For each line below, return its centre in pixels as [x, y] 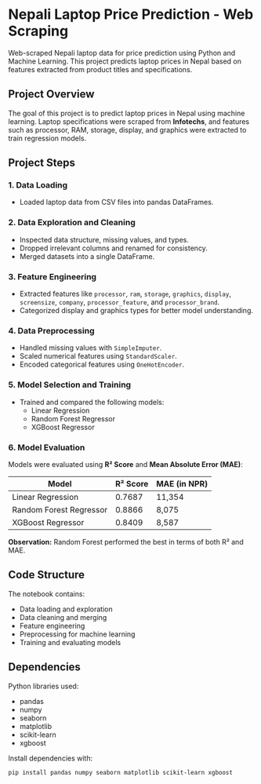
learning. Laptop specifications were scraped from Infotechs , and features [129, 121]
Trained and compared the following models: [92, 402]
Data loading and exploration [66, 609]
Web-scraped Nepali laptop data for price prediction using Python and [122, 53]
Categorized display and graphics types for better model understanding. [136, 311]
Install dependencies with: [51, 758]
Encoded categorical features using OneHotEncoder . [102, 365]
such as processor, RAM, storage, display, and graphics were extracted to [127, 129]
